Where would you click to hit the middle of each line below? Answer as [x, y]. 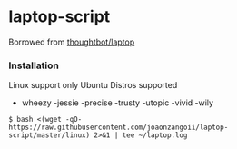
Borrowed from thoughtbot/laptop [72, 42]
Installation [34, 65]
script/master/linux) [49, 135]
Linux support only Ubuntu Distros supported [93, 85]
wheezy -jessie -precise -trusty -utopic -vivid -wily [118, 103]
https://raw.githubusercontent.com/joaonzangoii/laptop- [118, 128]
